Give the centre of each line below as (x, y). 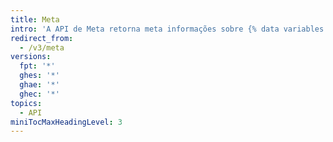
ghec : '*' (39, 94)
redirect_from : (42, 38)
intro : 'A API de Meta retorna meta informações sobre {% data (145, 29)
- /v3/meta (42, 47)
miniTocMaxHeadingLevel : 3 (66, 122)
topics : (26, 103)
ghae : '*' (39, 85)
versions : (31, 57)
